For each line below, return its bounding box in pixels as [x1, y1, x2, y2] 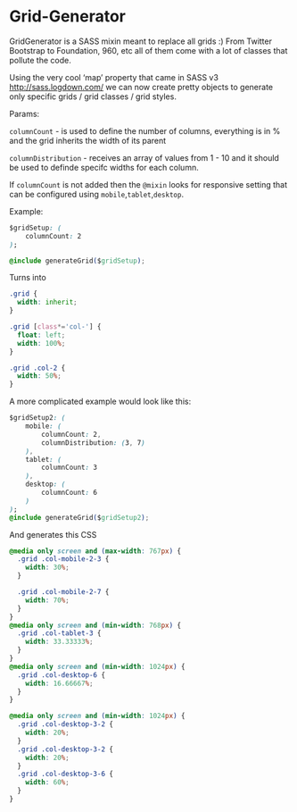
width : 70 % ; [25, 596, 70, 605]
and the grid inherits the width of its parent [9, 135, 167, 146]
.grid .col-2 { [9, 364, 66, 373]
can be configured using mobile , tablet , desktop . [9, 188, 185, 199]
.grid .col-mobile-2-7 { [17, 588, 110, 597]
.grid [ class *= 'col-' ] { [9, 322, 102, 331]
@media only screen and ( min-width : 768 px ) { [9, 621, 181, 630]
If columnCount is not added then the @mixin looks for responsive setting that [9, 179, 288, 189]
